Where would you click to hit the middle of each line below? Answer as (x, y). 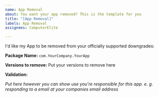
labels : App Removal (26, 23)
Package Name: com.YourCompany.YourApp (47, 56)
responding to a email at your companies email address (62, 89)
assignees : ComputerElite (31, 28)
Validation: (16, 74)
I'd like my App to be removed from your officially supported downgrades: (80, 46)
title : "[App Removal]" (29, 19)
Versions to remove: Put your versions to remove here (60, 65)
